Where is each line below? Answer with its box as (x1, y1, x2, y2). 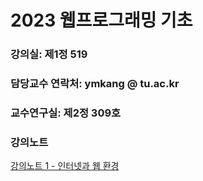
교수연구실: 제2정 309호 (10, 106, 122, 120)
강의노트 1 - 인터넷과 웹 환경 (10, 160, 120, 172)
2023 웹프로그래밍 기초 (10, 9, 193, 32)
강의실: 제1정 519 (10, 47, 88, 61)
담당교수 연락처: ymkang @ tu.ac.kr (10, 77, 180, 91)
